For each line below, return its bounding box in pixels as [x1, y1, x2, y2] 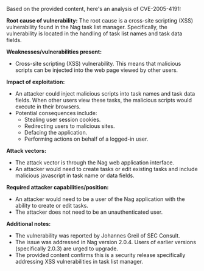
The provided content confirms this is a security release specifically [15, 252, 186, 258]
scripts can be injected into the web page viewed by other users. [15, 66, 178, 74]
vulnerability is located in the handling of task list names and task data [6, 30, 183, 37]
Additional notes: [6, 220, 51, 227]
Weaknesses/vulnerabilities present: [6, 48, 102, 55]
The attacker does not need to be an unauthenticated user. [15, 208, 163, 216]
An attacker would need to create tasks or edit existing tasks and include [15, 166, 198, 172]
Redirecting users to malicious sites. [24, 122, 115, 130]
